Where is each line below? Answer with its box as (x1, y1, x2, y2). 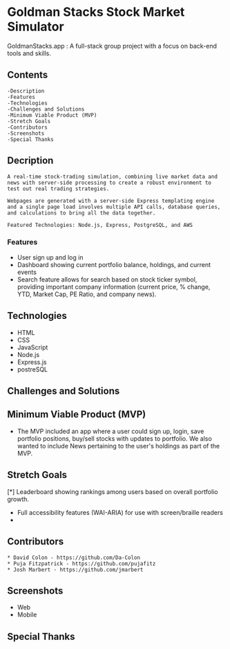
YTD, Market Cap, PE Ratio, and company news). (17, 290, 157, 298)
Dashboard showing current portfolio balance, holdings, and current (17, 260, 211, 268)
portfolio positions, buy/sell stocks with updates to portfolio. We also (17, 434, 212, 443)
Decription (7, 155, 54, 167)
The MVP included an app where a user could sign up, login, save (17, 427, 204, 435)
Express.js (17, 358, 47, 366)
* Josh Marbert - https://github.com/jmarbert (7, 566, 144, 573)
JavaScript (17, 343, 48, 351)
